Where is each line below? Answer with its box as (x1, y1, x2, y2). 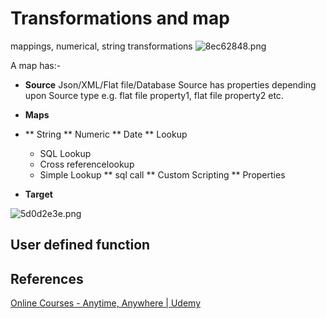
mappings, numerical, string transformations (10, 40, 193, 52)
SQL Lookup (39, 147, 92, 159)
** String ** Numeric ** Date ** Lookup (24, 128, 188, 140)
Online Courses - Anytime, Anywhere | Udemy (10, 297, 202, 309)
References (10, 270, 84, 287)
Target (24, 188, 53, 200)
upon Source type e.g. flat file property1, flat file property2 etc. (24, 89, 284, 101)
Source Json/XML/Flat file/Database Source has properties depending (24, 78, 317, 91)
